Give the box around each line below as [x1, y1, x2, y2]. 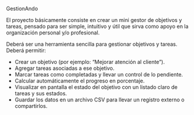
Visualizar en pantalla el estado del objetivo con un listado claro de [14, 84, 178, 91]
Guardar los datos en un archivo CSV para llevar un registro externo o [14, 96, 185, 103]
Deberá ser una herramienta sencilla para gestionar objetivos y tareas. [6, 41, 177, 47]
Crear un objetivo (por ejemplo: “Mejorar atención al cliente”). [14, 59, 165, 65]
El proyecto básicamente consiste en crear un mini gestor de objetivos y [6, 17, 182, 23]
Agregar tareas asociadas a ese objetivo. [14, 65, 115, 72]
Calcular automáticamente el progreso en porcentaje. [14, 77, 145, 84]
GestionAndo [6, 5, 38, 12]
